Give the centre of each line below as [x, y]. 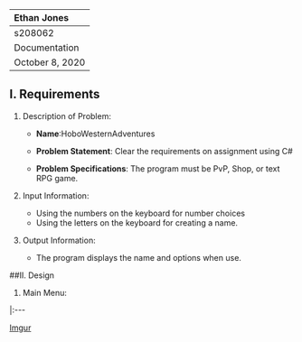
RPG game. [57, 178]
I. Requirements [55, 94]
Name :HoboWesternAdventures [95, 134]
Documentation [47, 47]
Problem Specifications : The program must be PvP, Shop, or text [158, 168]
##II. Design [32, 275]
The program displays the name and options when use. [139, 257]
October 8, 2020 [50, 62]
